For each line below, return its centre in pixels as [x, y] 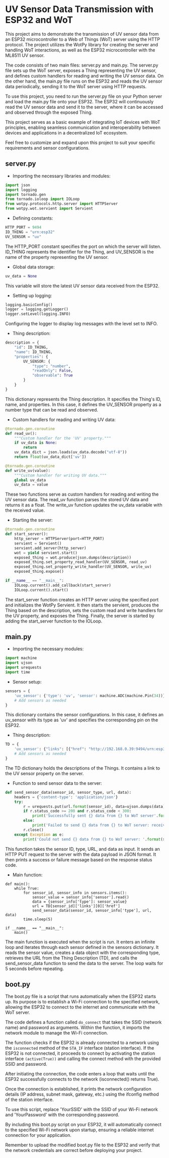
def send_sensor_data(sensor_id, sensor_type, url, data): [68, 792]
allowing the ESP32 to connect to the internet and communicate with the [80, 1007]
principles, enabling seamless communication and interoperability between [83, 127]
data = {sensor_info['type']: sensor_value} [79, 902]
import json [18, 185]
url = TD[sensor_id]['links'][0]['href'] [76, 906]
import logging [21, 190]
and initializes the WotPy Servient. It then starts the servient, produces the [82, 605]
